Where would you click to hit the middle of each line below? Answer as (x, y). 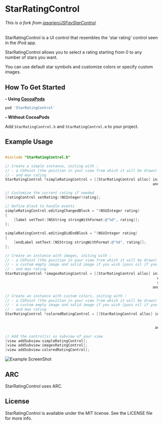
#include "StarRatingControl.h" (38, 157)
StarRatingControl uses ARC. (34, 386)
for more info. (19, 418)
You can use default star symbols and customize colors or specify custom (79, 67)
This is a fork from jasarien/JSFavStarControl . (51, 22)
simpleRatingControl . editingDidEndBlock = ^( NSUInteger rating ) (71, 233)
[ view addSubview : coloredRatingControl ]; (48, 350)
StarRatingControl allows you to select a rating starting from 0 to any (73, 52)
